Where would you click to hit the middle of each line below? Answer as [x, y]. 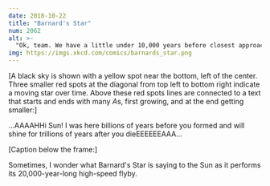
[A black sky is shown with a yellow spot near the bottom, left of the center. [133, 76]
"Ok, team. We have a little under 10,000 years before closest [125, 46]
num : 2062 [25, 30]
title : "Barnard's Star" [50, 23]
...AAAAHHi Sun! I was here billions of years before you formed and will [127, 125]
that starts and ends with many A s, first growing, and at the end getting [126, 101]
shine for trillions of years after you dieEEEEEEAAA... [95, 134]
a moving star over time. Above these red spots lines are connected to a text [135, 93]
